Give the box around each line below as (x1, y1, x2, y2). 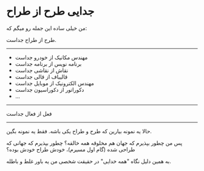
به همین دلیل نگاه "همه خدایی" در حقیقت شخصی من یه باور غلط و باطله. (6, 157, 172, 165)
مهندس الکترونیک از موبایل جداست (15, 79, 94, 86)
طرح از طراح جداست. (6, 36, 56, 43)
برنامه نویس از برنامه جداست (15, 60, 82, 68)
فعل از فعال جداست (6, 110, 52, 117)
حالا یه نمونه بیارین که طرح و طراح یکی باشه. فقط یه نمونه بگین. (6, 127, 152, 134)
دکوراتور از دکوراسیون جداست (15, 86, 84, 93)
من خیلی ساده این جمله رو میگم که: (6, 24, 87, 32)
